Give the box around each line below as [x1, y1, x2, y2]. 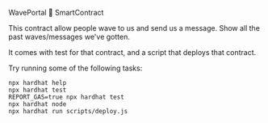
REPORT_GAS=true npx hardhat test [8, 93, 125, 101]
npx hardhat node [8, 100, 67, 108]
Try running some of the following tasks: [8, 63, 143, 73]
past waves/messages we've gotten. [8, 32, 131, 41]
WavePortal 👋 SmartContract [8, 8, 104, 17]
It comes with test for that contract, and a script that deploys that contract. [8, 48, 257, 57]
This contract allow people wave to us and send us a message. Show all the [8, 23, 261, 32]
